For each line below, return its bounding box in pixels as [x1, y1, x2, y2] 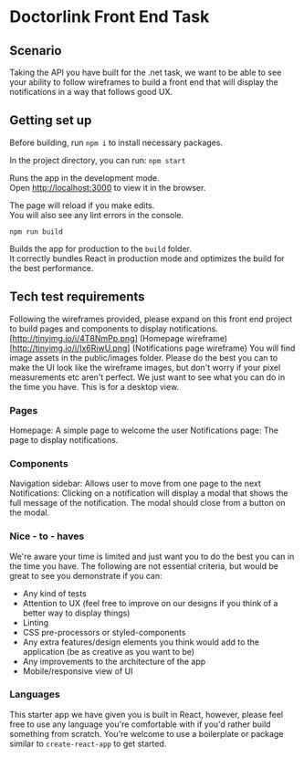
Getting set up [9, 112, 92, 129]
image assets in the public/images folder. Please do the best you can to [9, 352, 278, 363]
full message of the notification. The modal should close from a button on [9, 498, 286, 509]
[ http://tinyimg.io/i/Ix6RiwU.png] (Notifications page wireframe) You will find [9, 342, 296, 353]
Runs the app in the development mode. [9, 172, 160, 184]
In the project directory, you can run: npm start [9, 154, 186, 165]
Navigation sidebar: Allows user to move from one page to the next [9, 478, 262, 490]
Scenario [9, 43, 62, 58]
